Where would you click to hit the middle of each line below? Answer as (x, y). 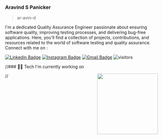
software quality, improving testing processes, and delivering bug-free (75, 33)
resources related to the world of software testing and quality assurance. (78, 43)
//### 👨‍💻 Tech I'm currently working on (45, 67)
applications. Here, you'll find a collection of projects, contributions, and (77, 37)
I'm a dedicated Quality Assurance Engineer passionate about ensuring (76, 27)
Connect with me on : (26, 48)
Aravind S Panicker (28, 7)
